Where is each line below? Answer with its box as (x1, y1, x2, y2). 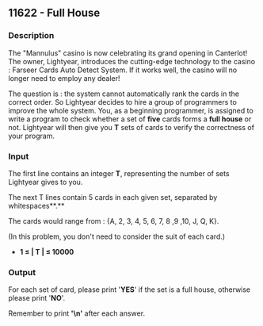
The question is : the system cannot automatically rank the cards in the (8, 89, 240, 98)
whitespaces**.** (8, 201, 65, 210)
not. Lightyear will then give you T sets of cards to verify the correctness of (8, 122, 255, 132)
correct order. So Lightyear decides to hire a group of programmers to (8, 97, 238, 106)
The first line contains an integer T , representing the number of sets (8, 168, 230, 178)
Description (8, 30, 55, 41)
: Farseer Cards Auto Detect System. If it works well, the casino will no (8, 65, 238, 75)
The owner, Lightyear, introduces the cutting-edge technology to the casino (8, 56, 256, 66)
